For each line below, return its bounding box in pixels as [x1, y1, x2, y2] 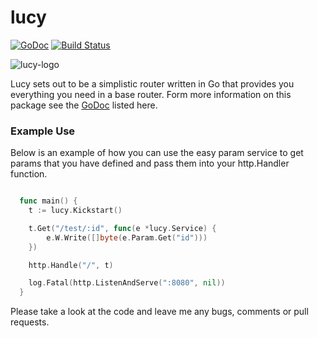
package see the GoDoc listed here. [10, 99, 158, 111]
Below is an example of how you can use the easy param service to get [10, 147, 304, 159]
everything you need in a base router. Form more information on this [10, 88, 292, 100]
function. [10, 168, 48, 180]
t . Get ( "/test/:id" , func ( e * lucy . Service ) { [28, 223, 217, 233]
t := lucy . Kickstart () [28, 206, 123, 216]
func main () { [19, 196, 78, 206]
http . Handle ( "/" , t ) [28, 260, 114, 270]
